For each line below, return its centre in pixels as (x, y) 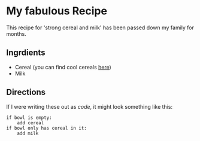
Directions (26, 92)
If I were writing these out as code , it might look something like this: (89, 106)
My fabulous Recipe (57, 11)
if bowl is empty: (29, 118)
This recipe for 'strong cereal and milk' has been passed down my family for (100, 27)
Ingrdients (26, 53)
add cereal (31, 123)
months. (16, 33)
